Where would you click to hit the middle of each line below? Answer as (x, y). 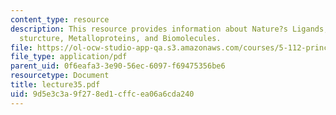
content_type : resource (60, 19)
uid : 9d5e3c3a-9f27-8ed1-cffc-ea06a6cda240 (102, 94)
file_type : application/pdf (69, 57)
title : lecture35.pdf (55, 85)
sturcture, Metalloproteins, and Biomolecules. (120, 38)
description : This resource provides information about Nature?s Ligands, (169, 29)
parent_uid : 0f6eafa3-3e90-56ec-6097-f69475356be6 (118, 66)
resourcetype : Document (60, 76)
